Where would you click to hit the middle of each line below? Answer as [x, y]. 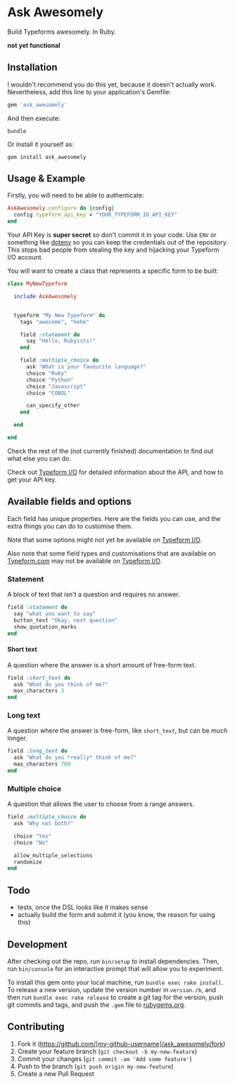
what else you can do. [39, 458]
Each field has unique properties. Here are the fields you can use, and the [114, 518]
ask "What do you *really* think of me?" [75, 758]
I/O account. [25, 257]
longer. [18, 738]
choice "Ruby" [47, 373]
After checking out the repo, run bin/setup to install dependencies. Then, [113, 961]
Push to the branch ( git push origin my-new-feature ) [95, 1066]
